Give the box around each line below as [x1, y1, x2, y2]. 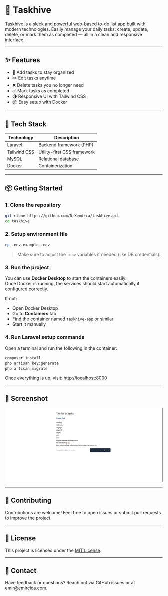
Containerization [38, 163, 73, 169]
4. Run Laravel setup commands [5, 334, 85, 341]
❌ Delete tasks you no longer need [12, 82, 84, 88]
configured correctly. [5, 286, 49, 292]
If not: [5, 296, 17, 302]
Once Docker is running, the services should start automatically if [5, 281, 140, 287]
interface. [5, 37, 25, 43]
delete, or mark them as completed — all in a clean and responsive [5, 31, 142, 37]
